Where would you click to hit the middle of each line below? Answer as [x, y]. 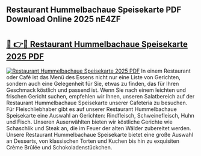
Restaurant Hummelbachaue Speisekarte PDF [94, 10]
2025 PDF [25, 56]
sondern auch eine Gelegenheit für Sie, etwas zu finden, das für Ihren [93, 84]
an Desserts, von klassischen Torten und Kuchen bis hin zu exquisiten [93, 141]
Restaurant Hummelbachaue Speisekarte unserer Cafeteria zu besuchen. [97, 103]
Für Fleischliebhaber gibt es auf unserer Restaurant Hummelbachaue [92, 109]
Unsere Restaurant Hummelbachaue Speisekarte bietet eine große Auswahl [100, 135]
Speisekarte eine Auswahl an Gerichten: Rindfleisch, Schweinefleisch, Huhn [100, 115]
